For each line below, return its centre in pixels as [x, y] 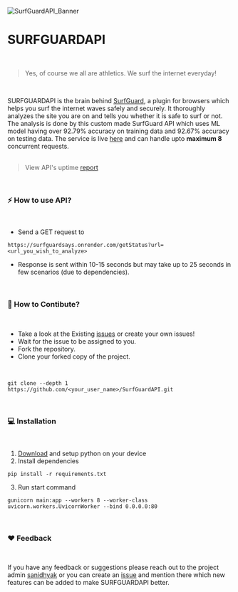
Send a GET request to [51, 232]
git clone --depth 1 [38, 383]
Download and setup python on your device [82, 453]
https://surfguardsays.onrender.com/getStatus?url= [86, 245]
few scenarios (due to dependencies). [73, 272]
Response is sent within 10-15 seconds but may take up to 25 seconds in [124, 265]
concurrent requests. [38, 146]
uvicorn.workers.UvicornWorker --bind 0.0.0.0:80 [83, 506]
